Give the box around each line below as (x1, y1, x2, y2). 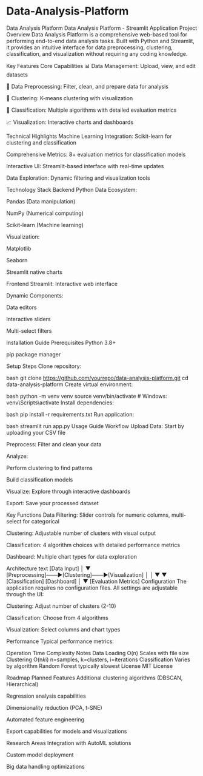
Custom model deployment (6, 751, 74, 758)
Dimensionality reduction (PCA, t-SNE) (6, 704, 102, 711)
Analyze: (6, 452, 28, 460)
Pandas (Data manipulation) (6, 197, 76, 205)
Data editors (6, 304, 38, 311)
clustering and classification (6, 138, 77, 146)
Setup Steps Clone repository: (6, 362, 82, 370)
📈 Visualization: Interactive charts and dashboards (6, 118, 134, 126)
